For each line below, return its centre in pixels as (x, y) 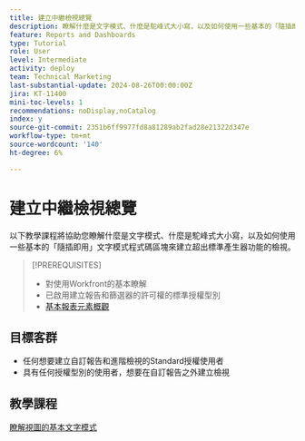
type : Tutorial (38, 43)
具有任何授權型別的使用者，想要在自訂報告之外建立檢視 (126, 372)
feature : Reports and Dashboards (73, 34)
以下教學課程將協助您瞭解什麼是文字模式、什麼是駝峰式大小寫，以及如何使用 (152, 235)
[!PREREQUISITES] (66, 265)
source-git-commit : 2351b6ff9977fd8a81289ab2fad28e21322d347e (129, 128)
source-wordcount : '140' (56, 144)
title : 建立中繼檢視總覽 (51, 18)
